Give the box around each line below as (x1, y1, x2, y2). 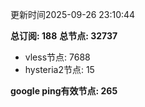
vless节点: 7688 (24, 51, 91, 63)
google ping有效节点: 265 (10, 85, 118, 97)
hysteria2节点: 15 (24, 64, 95, 75)
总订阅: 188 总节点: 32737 (10, 30, 118, 42)
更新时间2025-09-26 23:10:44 (10, 9, 136, 20)
